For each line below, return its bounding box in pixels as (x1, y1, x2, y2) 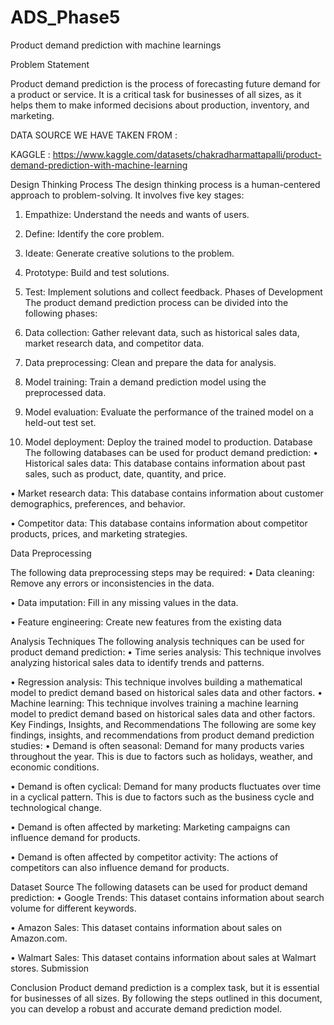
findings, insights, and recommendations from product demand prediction (10, 729, 315, 741)
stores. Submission (10, 962, 90, 974)
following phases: (24, 307, 98, 319)
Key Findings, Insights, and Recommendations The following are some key (10, 718, 317, 730)
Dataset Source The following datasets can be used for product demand (10, 881, 308, 893)
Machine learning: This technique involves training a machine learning (10, 697, 299, 709)
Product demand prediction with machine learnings (10, 39, 222, 51)
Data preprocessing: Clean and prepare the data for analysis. (24, 356, 277, 368)
